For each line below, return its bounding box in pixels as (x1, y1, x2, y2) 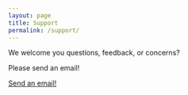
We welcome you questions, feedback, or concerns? (8, 48, 180, 58)
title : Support (8, 19, 59, 27)
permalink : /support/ (8, 26, 80, 34)
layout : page (8, 11, 52, 20)
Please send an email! (8, 63, 80, 73)
